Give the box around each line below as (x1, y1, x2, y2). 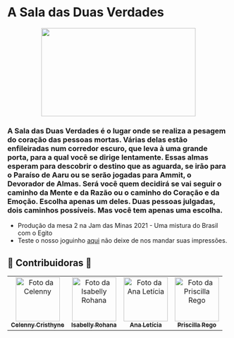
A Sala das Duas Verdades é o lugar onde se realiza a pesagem (7, 126, 226, 135)
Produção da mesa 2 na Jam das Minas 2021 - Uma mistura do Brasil (17, 222, 218, 230)
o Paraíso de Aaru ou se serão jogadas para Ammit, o (7, 170, 192, 180)
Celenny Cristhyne (11, 321, 65, 329)
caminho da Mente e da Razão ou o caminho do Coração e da (7, 188, 220, 198)
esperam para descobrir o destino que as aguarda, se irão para (7, 161, 227, 171)
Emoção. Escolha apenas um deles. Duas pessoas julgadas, (7, 196, 216, 206)
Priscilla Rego (177, 321, 217, 329)
